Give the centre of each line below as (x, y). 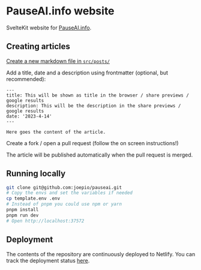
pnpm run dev (22, 215)
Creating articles (38, 46)
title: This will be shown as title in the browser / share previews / (97, 95)
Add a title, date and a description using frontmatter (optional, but (87, 73)
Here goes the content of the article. (56, 132)
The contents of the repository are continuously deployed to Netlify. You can (101, 254)
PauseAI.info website (61, 11)
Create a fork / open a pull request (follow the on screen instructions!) (92, 143)
